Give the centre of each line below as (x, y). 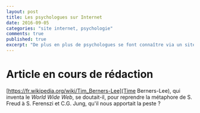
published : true (26, 39)
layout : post (22, 12)
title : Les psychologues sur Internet (54, 17)
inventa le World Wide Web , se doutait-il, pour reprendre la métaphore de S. (99, 97)
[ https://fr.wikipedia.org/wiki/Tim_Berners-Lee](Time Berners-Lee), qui (93, 90)
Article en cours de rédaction (80, 74)
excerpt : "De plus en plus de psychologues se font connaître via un (94, 45)
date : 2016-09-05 (28, 23)
